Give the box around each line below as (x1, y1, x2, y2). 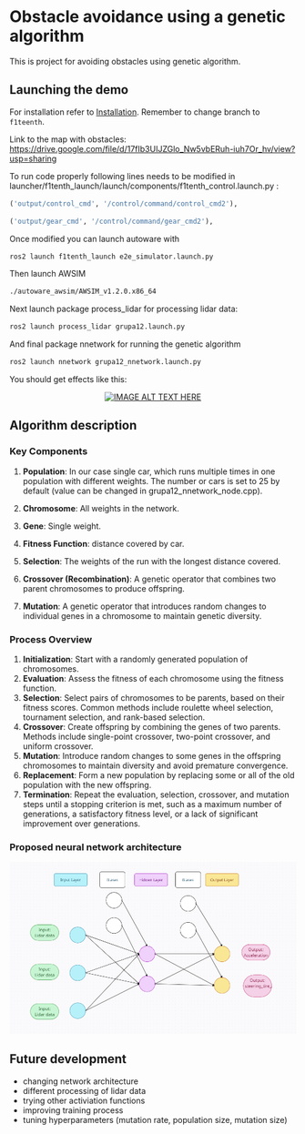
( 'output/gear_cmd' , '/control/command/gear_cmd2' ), (9, 217, 214, 226)
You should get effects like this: (9, 374, 127, 384)
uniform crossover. (22, 740, 94, 752)
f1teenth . (9, 116, 46, 127)
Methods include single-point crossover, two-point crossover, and (22, 731, 271, 742)
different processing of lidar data (22, 1085, 147, 1096)
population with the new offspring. (22, 779, 152, 790)
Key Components (9, 445, 88, 458)
